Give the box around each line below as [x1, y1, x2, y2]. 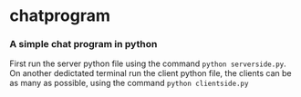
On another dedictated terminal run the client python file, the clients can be [9, 68, 292, 79]
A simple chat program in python [9, 38, 158, 51]
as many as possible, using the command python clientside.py [9, 78, 249, 89]
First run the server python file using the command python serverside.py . [9, 58, 287, 69]
